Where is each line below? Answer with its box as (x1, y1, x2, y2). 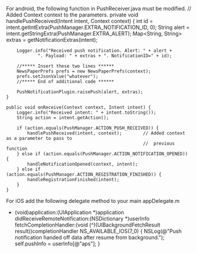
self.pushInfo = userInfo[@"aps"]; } (14, 240, 101, 247)
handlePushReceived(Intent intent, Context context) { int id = (6, 18, 153, 24)
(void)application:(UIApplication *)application (14, 209, 125, 216)
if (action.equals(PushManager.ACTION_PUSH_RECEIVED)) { (16, 125, 159, 131)
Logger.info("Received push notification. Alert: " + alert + (16, 48, 172, 54)
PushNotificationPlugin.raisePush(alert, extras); (16, 89, 143, 95)
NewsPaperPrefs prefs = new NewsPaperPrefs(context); (16, 68, 151, 74)
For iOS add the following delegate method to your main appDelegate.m (6, 198, 180, 204)
